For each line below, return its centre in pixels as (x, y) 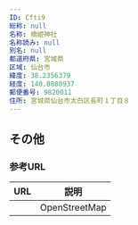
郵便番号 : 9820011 (41, 92)
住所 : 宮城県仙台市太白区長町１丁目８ (70, 100)
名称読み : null (35, 42)
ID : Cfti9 (28, 17)
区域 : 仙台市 (30, 68)
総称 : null (28, 26)
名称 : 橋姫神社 (33, 34)
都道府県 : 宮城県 (37, 59)
